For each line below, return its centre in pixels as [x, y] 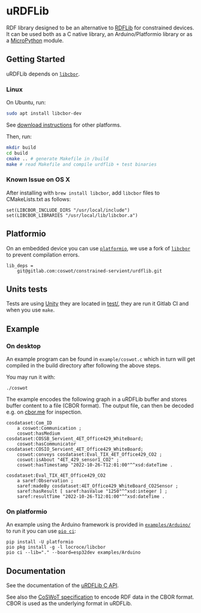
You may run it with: [31, 377]
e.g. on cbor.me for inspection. [44, 412]
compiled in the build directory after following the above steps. [83, 366]
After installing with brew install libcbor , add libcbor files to [83, 193]
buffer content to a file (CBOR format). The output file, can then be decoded [100, 406]
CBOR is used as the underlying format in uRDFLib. [69, 603]
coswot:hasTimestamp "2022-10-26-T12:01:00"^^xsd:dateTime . [95, 465]
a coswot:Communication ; [49, 428]
